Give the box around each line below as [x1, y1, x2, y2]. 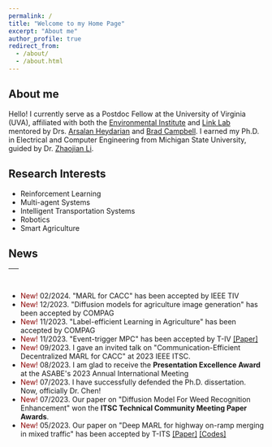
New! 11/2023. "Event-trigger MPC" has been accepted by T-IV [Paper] [19, 334, 258, 344]
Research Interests [8, 167, 106, 181]
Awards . [19, 412, 50, 422]
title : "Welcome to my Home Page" [8, 20, 126, 28]
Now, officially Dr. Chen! [19, 386, 101, 396]
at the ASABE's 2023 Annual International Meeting [19, 369, 189, 379]
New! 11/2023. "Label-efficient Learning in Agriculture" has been [19, 317, 237, 327]
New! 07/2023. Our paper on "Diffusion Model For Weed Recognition [19, 395, 251, 405]
